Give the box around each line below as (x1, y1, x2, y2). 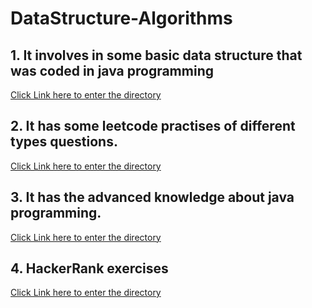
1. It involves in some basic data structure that (10, 47, 303, 64)
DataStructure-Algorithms (10, 7, 233, 30)
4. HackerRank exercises (10, 260, 169, 277)
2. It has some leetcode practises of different (10, 118, 296, 135)
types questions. (10, 133, 118, 151)
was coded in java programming (10, 62, 214, 79)
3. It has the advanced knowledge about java (10, 189, 295, 206)
